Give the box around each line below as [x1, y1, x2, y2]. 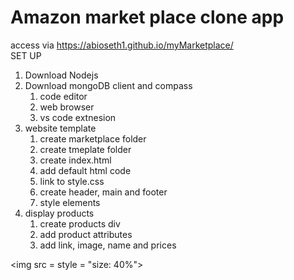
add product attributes [39, 228, 133, 240]
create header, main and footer [39, 186, 168, 198]
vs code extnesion [39, 111, 117, 123]
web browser [39, 101, 95, 113]
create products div [39, 217, 121, 230]
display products [24, 207, 95, 219]
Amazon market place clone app [10, 6, 285, 29]
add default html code [39, 164, 132, 176]
